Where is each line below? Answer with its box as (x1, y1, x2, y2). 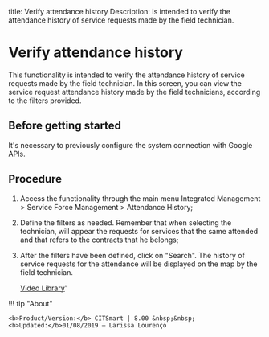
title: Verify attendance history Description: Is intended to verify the (8, 7, 231, 16)
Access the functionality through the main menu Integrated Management (19, 193, 261, 203)
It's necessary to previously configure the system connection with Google (8, 140, 253, 150)
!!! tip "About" (8, 298, 53, 308)
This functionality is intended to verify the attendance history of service (8, 70, 245, 80)
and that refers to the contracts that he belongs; (19, 235, 179, 245)
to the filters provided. (8, 96, 82, 105)
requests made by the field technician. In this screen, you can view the (8, 78, 243, 88)
